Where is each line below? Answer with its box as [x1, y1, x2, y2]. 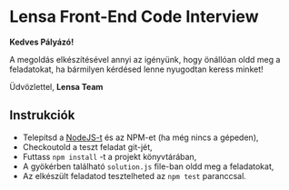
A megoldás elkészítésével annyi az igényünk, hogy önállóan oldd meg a [9, 54, 281, 65]
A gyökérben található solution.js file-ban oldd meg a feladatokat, [22, 161, 274, 172]
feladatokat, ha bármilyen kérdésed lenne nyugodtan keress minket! [9, 64, 264, 75]
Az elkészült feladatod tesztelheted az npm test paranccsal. [22, 170, 247, 181]
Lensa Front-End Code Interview [9, 6, 259, 27]
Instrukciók [9, 107, 75, 124]
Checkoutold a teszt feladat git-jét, [22, 141, 153, 152]
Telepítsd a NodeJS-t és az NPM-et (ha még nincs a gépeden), [22, 132, 259, 143]
